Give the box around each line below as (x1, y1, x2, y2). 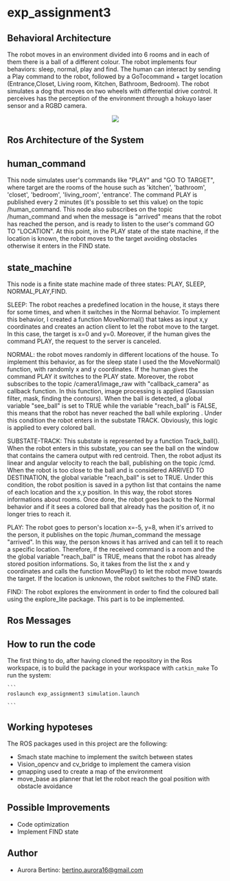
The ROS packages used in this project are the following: (7, 739, 168, 748)
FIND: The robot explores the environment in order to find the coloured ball (7, 588, 219, 596)
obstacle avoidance (16, 782, 73, 790)
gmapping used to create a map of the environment (16, 768, 163, 776)
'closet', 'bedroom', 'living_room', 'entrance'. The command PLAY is (7, 191, 198, 199)
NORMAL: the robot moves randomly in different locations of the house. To (7, 351, 218, 359)
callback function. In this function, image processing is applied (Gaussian (7, 387, 214, 395)
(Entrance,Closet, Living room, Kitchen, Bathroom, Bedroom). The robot (7, 80, 209, 87)
